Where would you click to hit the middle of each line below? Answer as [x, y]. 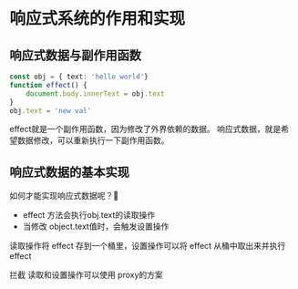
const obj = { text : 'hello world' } [79, 77]
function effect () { [49, 85]
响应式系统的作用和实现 [98, 19]
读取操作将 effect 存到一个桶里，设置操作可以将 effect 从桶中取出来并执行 [148, 246]
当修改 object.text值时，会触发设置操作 [96, 227]
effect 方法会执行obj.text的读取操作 [89, 215]
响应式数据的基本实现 [69, 172]
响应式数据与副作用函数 [75, 55]
